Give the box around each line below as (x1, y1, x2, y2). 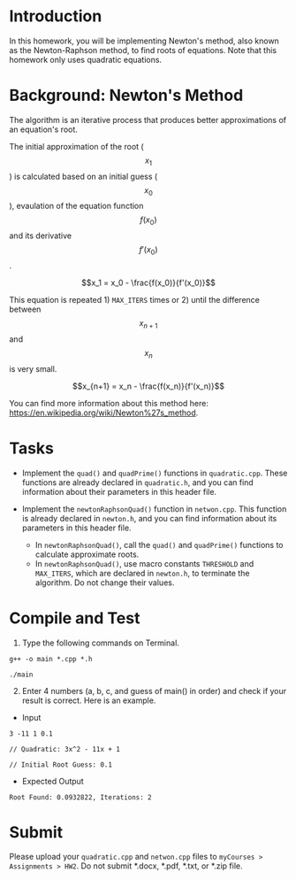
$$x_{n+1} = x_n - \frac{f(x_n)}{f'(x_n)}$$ (72, 381, 225, 391)
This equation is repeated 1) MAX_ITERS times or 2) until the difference (9, 295, 261, 305)
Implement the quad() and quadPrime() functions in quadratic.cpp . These (21, 467, 288, 478)
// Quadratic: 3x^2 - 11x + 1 (9, 745, 121, 753)
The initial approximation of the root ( (9, 141, 144, 151)
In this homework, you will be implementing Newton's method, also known (9, 35, 280, 46)
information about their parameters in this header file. (21, 486, 217, 497)
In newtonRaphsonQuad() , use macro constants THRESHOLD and (34, 558, 254, 568)
